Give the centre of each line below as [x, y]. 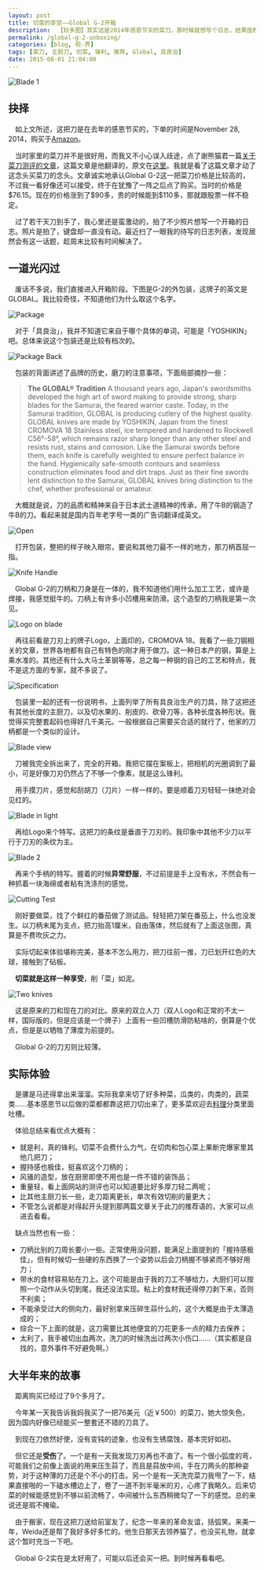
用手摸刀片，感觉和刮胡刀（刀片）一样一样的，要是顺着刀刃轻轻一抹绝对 [132, 790]
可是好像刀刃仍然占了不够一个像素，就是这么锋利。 [104, 773]
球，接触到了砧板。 [39, 961]
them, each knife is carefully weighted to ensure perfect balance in [136, 455]
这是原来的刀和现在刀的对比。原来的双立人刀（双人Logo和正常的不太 [126, 1010]
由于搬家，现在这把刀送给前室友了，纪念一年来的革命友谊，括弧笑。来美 [132, 1522]
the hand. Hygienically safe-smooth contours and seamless [124, 463]
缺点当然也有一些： [46, 1233]
